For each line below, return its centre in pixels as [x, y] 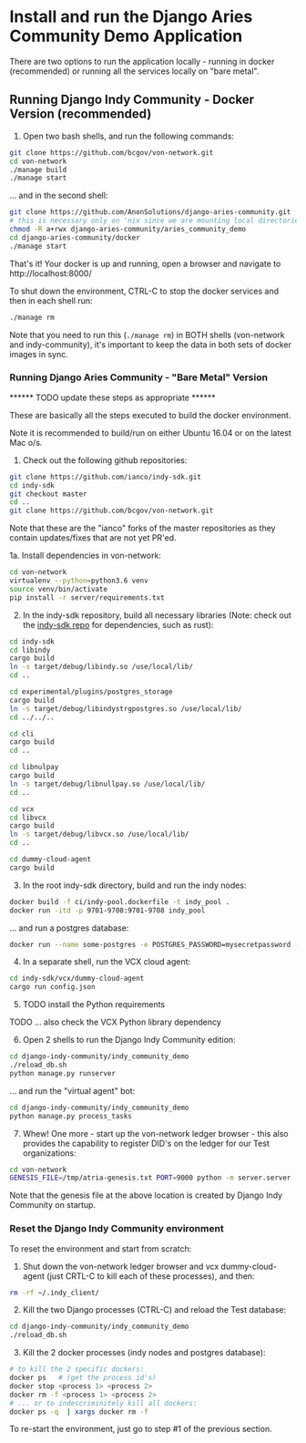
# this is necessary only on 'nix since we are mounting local [132, 221]
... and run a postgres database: [69, 928]
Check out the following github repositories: [105, 460]
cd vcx [22, 809]
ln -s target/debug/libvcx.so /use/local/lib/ [99, 835]
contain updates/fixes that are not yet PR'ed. [93, 538]
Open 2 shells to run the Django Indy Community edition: [129, 1040]
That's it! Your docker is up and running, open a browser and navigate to [145, 263]
